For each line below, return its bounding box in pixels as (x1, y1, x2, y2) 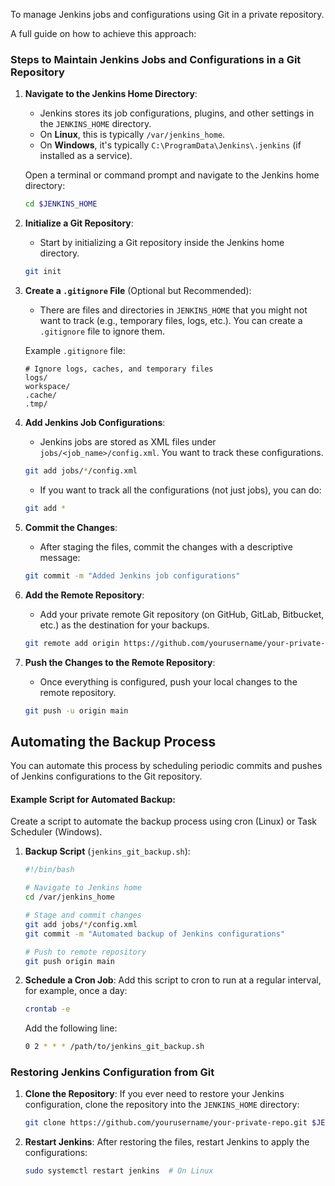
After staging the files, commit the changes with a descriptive (39, 540, 293, 553)
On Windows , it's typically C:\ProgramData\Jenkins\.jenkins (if (39, 139, 302, 151)
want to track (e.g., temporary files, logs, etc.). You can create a (39, 315, 303, 327)
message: (39, 551, 81, 563)
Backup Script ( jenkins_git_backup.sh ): (24, 845, 191, 858)
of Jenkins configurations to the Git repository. (10, 770, 203, 783)
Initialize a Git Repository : (24, 217, 134, 229)
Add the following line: (24, 1022, 118, 1034)
